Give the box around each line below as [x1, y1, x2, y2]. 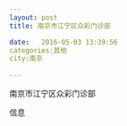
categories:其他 [9, 46, 67, 55]
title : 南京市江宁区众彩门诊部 [9, 21, 111, 30]
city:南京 [9, 55, 43, 63]
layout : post [9, 13, 58, 22]
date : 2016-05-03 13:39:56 [9, 38, 118, 46]
